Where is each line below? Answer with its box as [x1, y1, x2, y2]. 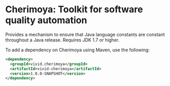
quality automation [5, 14, 87, 26]
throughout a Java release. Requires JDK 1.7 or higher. [5, 37, 120, 43]
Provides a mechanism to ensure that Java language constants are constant [5, 31, 165, 37]
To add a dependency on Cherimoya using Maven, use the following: [5, 47, 150, 53]
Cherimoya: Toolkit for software [5, 4, 143, 15]
